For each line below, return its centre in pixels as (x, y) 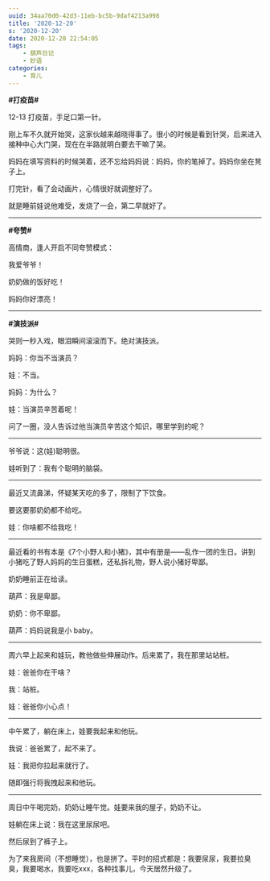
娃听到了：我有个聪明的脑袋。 (57, 468)
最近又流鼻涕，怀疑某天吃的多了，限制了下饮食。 (89, 492)
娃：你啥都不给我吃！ (43, 527)
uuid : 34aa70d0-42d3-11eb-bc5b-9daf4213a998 (84, 16)
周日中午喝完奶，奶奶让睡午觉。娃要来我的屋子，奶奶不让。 (107, 807)
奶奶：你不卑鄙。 (37, 613)
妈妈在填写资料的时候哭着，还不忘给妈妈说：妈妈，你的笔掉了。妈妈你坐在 (131, 161)
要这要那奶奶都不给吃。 (47, 509)
